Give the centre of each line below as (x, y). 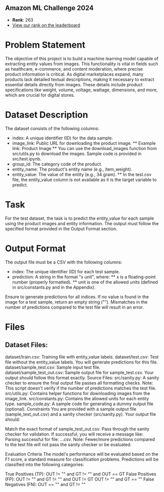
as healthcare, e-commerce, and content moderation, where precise (74, 69)
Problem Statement (45, 45)
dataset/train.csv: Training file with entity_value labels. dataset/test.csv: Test (82, 357)
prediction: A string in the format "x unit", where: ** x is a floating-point (84, 277)
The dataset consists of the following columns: (52, 128)
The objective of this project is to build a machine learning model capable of (82, 58)
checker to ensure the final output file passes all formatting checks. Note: (79, 383)
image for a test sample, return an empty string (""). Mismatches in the (76, 302)
